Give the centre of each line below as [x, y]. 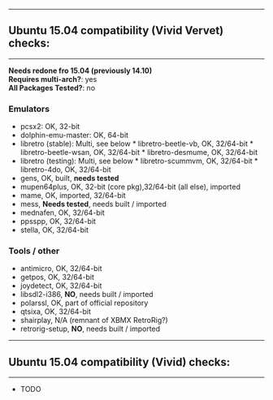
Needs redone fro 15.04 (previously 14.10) [80, 71]
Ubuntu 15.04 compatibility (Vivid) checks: [119, 362]
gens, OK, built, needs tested [69, 178]
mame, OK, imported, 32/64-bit [73, 196]
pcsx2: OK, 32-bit [50, 127]
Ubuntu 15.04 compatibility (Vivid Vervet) [116, 30]
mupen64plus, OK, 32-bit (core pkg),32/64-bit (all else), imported [130, 187]
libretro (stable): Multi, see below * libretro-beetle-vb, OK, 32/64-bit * [137, 144]
